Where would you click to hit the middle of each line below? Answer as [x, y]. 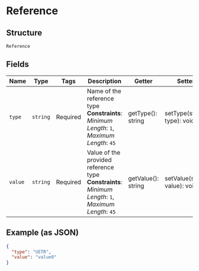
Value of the [104, 152]
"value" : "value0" [34, 257]
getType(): [143, 113]
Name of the [104, 91]
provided [99, 160]
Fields [18, 64]
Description [105, 81]
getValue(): [144, 178]
